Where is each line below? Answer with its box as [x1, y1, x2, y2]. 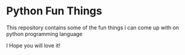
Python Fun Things [6, 4, 102, 18]
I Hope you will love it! [6, 42, 61, 49]
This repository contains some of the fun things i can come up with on [6, 24, 180, 31]
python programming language [6, 30, 83, 37]
